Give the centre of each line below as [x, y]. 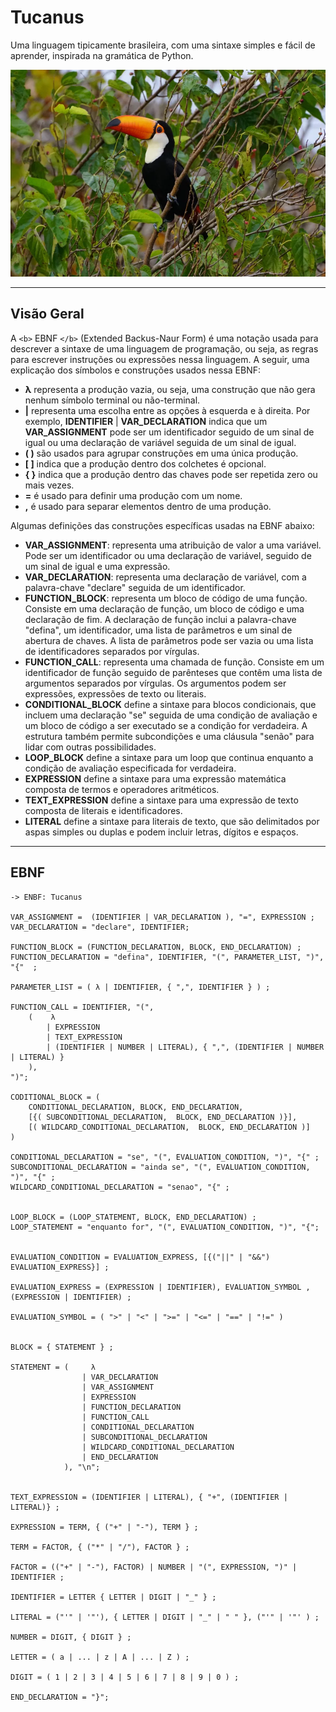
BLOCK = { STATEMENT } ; [62, 1347]
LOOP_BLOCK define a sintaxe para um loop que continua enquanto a [169, 757]
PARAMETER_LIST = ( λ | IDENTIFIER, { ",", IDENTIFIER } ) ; [140, 987]
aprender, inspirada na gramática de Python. [102, 55]
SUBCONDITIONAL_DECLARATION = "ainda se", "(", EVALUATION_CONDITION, [160, 1167]
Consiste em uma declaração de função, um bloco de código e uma [164, 608]
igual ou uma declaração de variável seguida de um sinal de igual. [160, 442]
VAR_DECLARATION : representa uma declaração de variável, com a [165, 577]
